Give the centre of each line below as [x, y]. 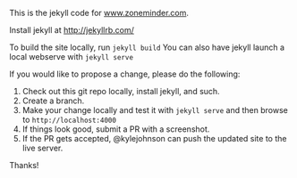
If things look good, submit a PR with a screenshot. [116, 129]
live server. [42, 148]
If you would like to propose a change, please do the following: [125, 74]
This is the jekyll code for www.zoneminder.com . [99, 13]
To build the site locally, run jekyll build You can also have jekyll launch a [147, 47]
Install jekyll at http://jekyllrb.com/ [72, 30]
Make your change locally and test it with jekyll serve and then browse [155, 110]
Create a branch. [53, 101]
